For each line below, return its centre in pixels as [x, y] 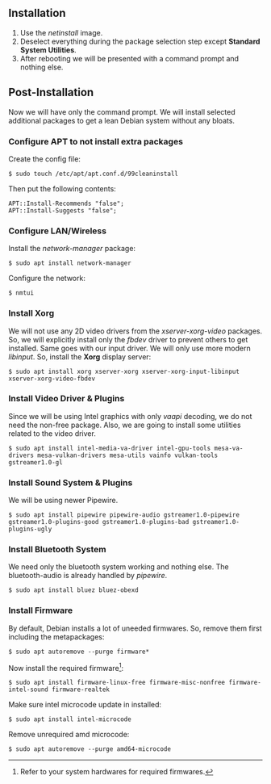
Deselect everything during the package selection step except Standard [140, 41]
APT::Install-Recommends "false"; [67, 203]
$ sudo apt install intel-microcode [70, 719]
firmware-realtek [81, 690]
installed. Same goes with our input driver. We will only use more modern [130, 348]
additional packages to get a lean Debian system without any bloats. [122, 120]
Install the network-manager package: [72, 249]
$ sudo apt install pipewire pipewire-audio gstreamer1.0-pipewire [124, 515]
